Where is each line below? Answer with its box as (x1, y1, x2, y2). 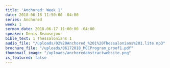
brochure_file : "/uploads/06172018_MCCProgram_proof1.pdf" (5, 46, 134, 51)
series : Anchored (5, 17, 42, 22)
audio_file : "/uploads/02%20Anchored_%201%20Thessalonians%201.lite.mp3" (5, 41, 166, 46)
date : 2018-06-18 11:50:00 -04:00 (5, 12, 79, 17)
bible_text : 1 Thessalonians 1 (5, 36, 72, 41)
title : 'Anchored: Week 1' (5, 7, 63, 13)
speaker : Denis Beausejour (5, 31, 63, 36)
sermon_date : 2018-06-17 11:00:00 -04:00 (5, 27, 95, 32)
